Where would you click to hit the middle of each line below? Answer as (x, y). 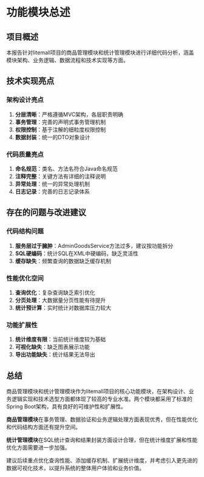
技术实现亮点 (30, 81)
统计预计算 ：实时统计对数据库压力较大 (63, 307)
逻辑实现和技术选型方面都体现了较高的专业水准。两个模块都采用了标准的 (102, 399)
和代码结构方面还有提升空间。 (43, 427)
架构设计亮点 (25, 100)
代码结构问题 (25, 232)
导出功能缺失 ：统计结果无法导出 (55, 355)
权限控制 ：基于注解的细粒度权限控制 (60, 129)
